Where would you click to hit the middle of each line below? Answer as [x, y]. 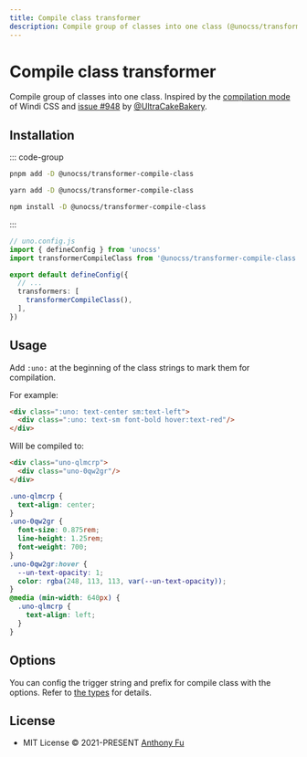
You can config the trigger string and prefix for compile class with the [140, 682]
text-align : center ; [57, 505]
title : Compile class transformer [75, 18]
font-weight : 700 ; [53, 547]
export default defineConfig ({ [69, 275]
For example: [34, 394]
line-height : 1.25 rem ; [61, 539]
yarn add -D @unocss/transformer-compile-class [102, 191]
